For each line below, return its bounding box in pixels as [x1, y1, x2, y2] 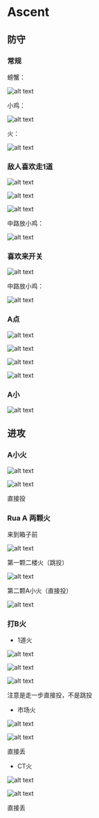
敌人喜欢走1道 [7, 162, 53, 171]
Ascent [7, 4, 50, 20]
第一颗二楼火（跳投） [7, 559, 68, 567]
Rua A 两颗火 [7, 513, 51, 523]
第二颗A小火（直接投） [7, 586, 73, 595]
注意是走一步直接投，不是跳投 [7, 691, 92, 699]
